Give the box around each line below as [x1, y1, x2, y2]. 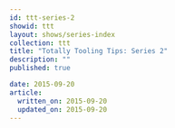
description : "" [9, 55, 71, 64]
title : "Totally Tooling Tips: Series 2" [9, 47, 169, 56]
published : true [9, 64, 71, 73]
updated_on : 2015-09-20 [17, 105, 107, 114]
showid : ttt [9, 22, 54, 31]
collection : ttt [9, 38, 71, 48]
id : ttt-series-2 [9, 13, 75, 23]
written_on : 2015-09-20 [17, 96, 107, 105]
